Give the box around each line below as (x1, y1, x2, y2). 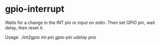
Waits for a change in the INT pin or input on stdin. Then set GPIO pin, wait (5, 20, 155, 25)
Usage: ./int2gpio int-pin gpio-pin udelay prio (5, 34, 96, 40)
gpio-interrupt (5, 3, 65, 15)
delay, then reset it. (5, 24, 44, 30)
